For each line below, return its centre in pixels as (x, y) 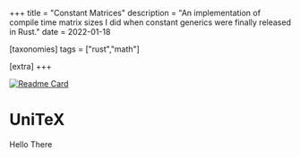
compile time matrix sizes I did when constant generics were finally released (150, 22)
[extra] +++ (30, 66)
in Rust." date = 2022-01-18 (60, 32)
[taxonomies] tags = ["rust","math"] (75, 49)
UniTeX (37, 120)
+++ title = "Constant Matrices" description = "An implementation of (135, 13)
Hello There (31, 144)
